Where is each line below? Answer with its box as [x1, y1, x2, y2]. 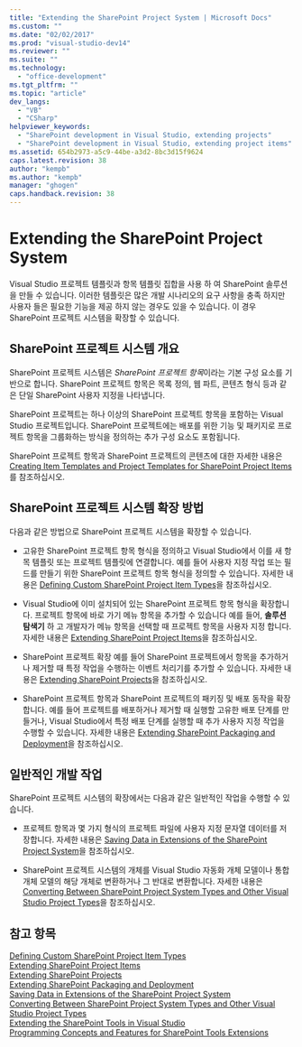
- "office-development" [17, 72, 106, 81]
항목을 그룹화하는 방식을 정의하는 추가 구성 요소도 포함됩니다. [25, 431, 241, 442]
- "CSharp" [17, 114, 59, 123]
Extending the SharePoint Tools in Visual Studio [9, 1017, 186, 1029]
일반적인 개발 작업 [9, 766, 103, 782]
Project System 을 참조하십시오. [22, 846, 135, 857]
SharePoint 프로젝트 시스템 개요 [9, 341, 180, 357]
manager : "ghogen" [9, 181, 78, 190]
